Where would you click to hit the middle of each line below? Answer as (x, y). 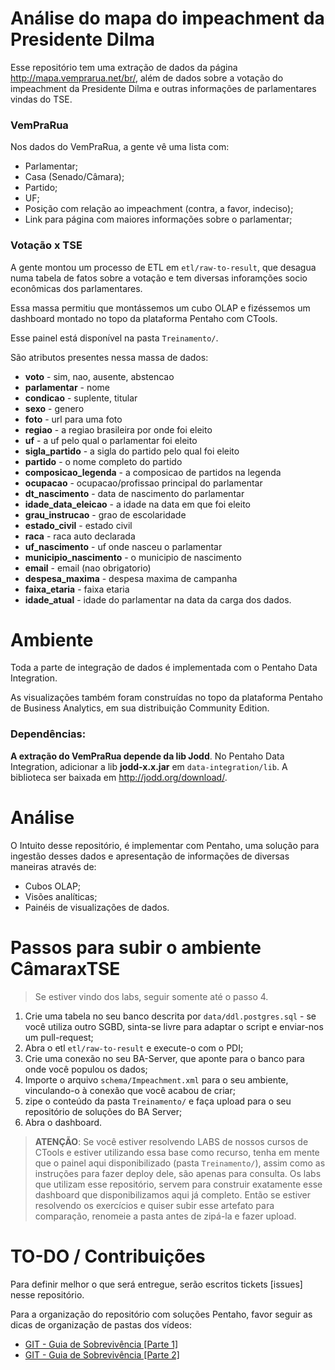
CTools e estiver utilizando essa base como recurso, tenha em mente (177, 1152)
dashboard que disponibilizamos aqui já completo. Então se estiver (173, 1194)
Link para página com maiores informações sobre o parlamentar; (158, 219)
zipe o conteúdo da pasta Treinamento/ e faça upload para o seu (158, 1101)
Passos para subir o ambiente (136, 947)
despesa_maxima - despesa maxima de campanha (131, 578)
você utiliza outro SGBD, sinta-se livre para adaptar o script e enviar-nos (174, 1026)
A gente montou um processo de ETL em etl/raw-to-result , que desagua (163, 267)
